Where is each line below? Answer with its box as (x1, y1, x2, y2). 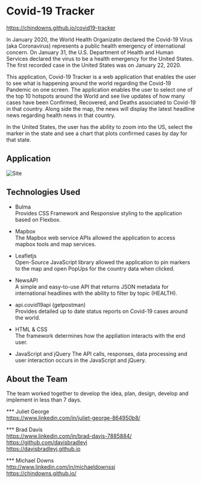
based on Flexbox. (14, 216, 62, 223)
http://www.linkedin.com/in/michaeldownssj (6, 463, 116, 471)
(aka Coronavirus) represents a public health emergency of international (6, 42, 186, 49)
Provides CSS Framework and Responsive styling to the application (14, 209, 182, 216)
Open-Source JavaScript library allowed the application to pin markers (14, 258, 191, 266)
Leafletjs (14, 252, 37, 259)
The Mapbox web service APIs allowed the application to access (14, 234, 176, 241)
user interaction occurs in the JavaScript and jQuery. (14, 356, 147, 364)
